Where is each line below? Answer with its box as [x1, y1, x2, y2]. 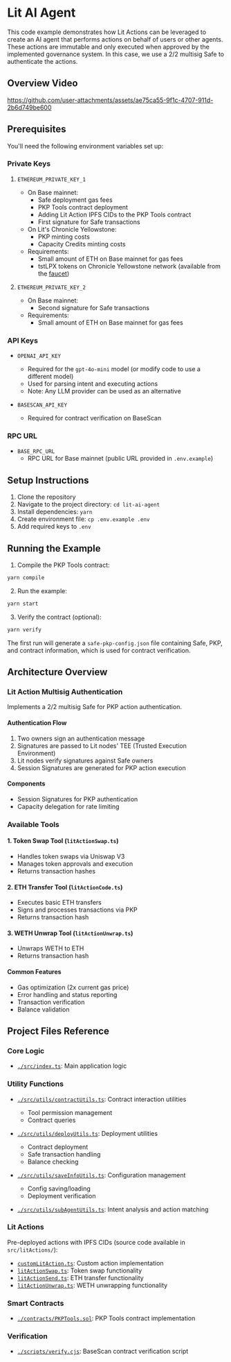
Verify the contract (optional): [17, 613, 102, 621]
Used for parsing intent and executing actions [27, 380, 158, 388]
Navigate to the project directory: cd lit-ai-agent [17, 500, 160, 509]
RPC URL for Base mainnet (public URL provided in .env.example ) [27, 454, 213, 463]
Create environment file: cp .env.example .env [17, 515, 150, 523]
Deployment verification [27, 1191, 96, 1200]
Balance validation [17, 1005, 70, 1014]
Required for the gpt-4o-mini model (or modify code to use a [27, 365, 201, 373]
